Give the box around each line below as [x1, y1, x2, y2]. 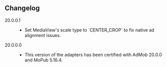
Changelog [5, 4, 40, 12]
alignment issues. [24, 32, 61, 38]
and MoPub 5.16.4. [24, 57, 63, 63]
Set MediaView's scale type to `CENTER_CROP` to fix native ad [24, 27, 154, 33]
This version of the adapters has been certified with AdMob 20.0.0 [24, 51, 162, 57]
